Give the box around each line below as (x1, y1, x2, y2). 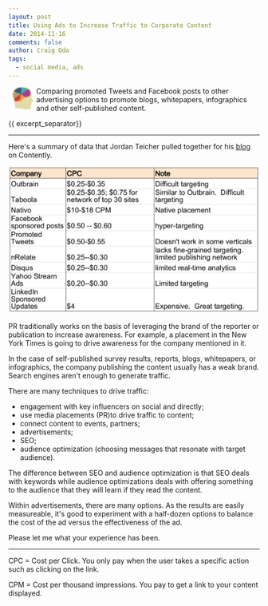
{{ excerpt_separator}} (8, 118, 82, 128)
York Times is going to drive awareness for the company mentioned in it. (8, 338, 247, 347)
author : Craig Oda (8, 46, 69, 55)
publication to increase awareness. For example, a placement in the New (8, 330, 247, 339)
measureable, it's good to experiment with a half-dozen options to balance (8, 509, 254, 518)
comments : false (8, 38, 62, 46)
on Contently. (8, 150, 53, 160)
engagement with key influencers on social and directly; (19, 402, 204, 411)
